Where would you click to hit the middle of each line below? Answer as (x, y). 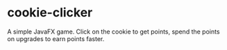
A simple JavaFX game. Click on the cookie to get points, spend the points (113, 32)
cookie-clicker (50, 13)
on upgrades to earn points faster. (56, 38)
